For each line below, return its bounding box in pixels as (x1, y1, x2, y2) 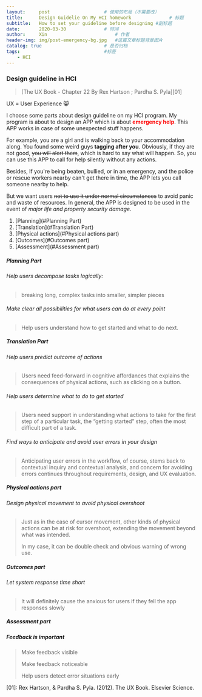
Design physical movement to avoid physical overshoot (6, 499, 145, 506)
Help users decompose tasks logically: (6, 272, 103, 279)
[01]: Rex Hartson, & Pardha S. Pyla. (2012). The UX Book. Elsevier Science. (6, 684, 195, 692)
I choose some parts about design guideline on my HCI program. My (6, 111, 177, 119)
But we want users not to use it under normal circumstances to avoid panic (6, 192, 194, 200)
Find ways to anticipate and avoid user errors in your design (6, 438, 158, 446)
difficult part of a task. (21, 424, 77, 432)
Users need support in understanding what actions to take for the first (21, 412, 196, 419)
